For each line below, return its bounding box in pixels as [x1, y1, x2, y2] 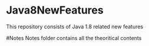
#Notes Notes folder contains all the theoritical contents [6, 34, 142, 41]
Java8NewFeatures [6, 4, 104, 17]
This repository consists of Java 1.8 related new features [6, 23, 144, 30]
